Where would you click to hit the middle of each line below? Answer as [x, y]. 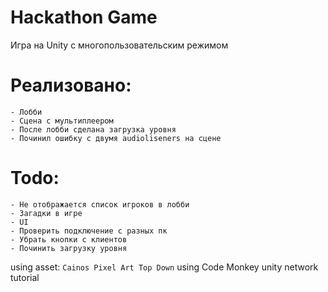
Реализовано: [71, 85]
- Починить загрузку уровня [69, 248]
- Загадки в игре [46, 213]
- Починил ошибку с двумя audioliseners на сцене [116, 138]
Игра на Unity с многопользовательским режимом [119, 45]
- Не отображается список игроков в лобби [100, 204]
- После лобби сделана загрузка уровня [93, 129]
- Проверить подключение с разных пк [89, 231]
